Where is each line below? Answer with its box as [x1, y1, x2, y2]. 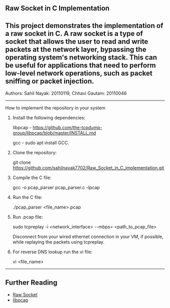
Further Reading [5, 278, 58, 287]
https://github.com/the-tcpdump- [32, 124, 103, 131]
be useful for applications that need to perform [5, 61, 156, 70]
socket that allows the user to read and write [5, 37, 148, 46]
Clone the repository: [12, 150, 57, 156]
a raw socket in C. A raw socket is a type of [5, 29, 143, 38]
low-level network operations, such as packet [5, 69, 153, 78]
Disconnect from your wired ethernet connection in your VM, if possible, [12, 233, 163, 240]
